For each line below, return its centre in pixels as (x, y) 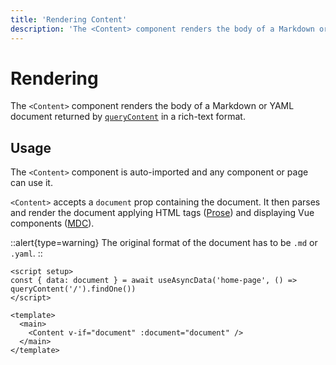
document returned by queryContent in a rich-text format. (128, 117)
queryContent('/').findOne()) (73, 289)
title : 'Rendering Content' (69, 19)
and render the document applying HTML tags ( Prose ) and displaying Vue (162, 213)
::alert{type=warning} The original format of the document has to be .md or (164, 243)
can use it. (31, 183)
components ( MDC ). (52, 223)
